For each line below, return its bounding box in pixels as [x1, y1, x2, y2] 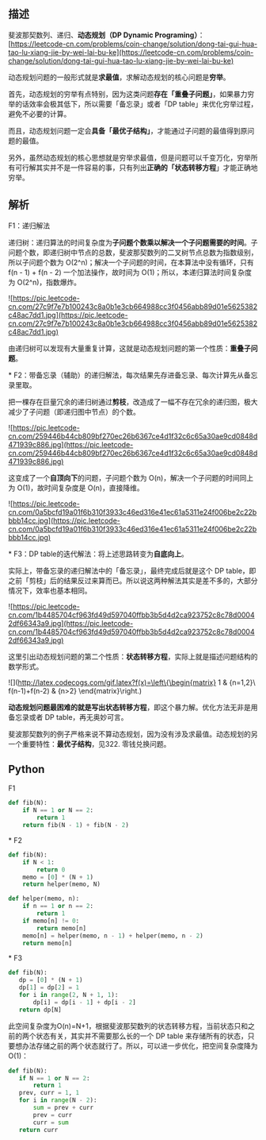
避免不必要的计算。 [8, 109, 71, 118]
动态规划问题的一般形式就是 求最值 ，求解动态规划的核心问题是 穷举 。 [8, 72, 230, 82]
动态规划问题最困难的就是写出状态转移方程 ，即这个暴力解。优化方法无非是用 [8, 702, 258, 712]
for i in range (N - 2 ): [18, 1096, 97, 1104]
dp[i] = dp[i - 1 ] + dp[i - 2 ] [32, 998, 136, 1007]
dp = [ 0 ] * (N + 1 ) [18, 976, 83, 984]
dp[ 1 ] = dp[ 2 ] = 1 [18, 983, 80, 991]
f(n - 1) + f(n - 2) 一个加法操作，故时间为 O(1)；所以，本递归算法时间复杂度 [8, 267, 252, 276]
